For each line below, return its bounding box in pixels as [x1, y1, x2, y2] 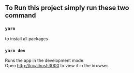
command [5, 12, 36, 20]
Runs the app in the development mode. [5, 58, 85, 63]
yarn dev [5, 48, 26, 53]
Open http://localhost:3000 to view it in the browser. [5, 62, 109, 68]
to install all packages [5, 36, 48, 42]
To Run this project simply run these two [5, 4, 129, 12]
